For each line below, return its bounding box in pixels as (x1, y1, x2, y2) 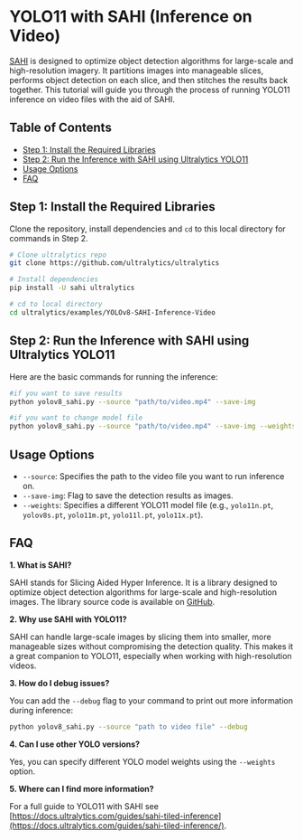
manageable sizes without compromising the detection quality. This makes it (9, 640, 294, 652)
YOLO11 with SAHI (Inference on (9, 6, 252, 27)
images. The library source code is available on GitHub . (9, 596, 216, 607)
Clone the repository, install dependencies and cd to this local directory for (9, 223, 286, 234)
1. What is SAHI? (9, 559, 72, 571)
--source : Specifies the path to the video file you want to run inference (22, 470, 285, 481)
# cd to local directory (9, 300, 103, 309)
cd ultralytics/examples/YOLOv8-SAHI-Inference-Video (9, 307, 216, 317)
